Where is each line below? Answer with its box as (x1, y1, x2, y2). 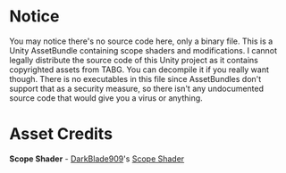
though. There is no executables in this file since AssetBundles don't (9, 73, 262, 84)
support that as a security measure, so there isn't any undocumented (9, 83, 265, 94)
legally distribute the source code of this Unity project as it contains (9, 54, 259, 65)
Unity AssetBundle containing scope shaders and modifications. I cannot (9, 45, 278, 55)
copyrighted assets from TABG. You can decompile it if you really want (9, 64, 270, 75)
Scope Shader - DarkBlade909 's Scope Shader (9, 153, 185, 164)
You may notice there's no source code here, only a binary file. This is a (9, 36, 273, 46)
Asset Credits (9, 124, 114, 144)
